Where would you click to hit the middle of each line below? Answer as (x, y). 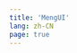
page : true (30, 34)
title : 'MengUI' (39, 18)
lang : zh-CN (31, 26)
